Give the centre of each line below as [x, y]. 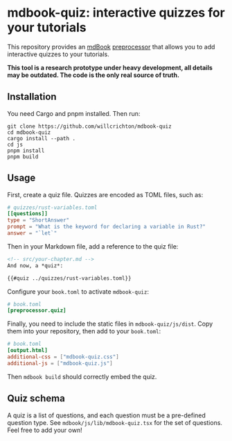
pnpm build [23, 157]
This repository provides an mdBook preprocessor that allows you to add [111, 47]
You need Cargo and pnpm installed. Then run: [74, 113]
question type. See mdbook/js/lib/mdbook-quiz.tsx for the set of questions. [115, 422]
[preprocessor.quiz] [37, 310]
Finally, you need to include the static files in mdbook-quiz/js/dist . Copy [110, 324]
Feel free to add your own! [45, 430]
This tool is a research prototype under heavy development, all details [110, 67]
